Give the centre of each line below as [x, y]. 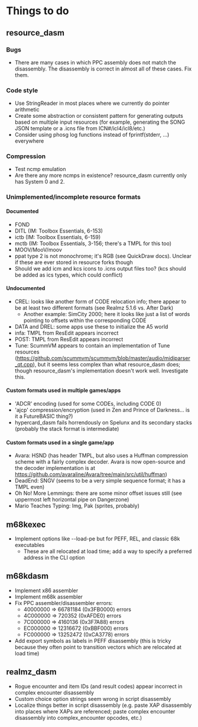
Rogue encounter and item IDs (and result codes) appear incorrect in [98, 686]
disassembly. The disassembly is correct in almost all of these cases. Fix [103, 69]
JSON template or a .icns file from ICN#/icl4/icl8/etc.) [80, 128]
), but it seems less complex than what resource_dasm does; [106, 364]
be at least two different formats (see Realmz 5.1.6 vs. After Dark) [94, 308]
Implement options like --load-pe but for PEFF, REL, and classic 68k [97, 539]
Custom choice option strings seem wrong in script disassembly [93, 699]
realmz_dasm [32, 672]
